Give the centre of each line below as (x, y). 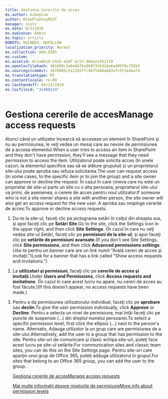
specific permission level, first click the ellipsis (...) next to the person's (86, 323)
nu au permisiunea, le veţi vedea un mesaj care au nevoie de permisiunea (81, 145)
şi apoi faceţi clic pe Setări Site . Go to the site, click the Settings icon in (86, 224)
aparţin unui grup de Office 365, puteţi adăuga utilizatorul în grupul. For (86, 356)
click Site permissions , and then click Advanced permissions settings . (87, 245)
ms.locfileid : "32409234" (32, 89)
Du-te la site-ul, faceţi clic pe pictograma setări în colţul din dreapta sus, (87, 218)
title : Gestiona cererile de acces (42, 10)
